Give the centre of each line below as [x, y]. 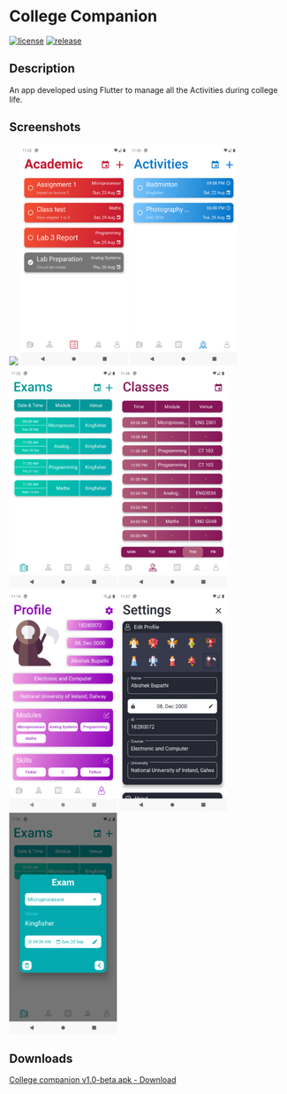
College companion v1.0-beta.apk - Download [93, 1080]
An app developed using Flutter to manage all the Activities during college [143, 89]
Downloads [41, 1058]
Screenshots [45, 127]
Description [42, 69]
